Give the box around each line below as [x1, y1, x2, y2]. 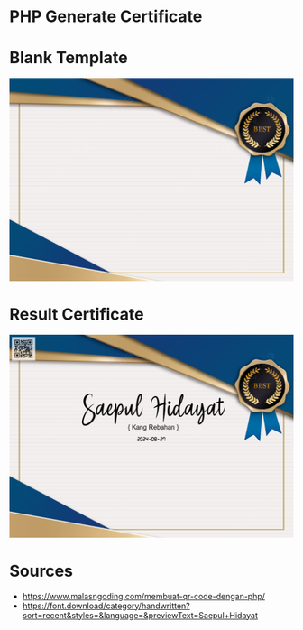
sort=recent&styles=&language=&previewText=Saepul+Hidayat [22, 609, 259, 620]
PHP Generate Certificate [9, 6, 203, 27]
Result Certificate [9, 304, 144, 325]
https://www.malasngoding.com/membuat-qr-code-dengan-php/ [22, 590, 266, 601]
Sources [9, 561, 74, 581]
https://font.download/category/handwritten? [22, 600, 191, 611]
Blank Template [9, 48, 128, 69]
